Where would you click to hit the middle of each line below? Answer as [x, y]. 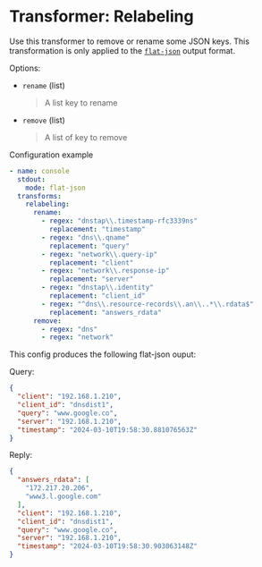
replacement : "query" [89, 246]
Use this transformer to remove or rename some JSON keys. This [130, 41]
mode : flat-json [56, 188]
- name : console [39, 171]
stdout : [32, 179]
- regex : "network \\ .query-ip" [100, 254]
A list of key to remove [86, 137]
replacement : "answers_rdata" [106, 312]
